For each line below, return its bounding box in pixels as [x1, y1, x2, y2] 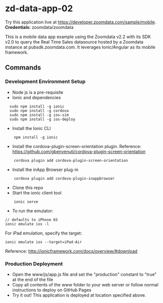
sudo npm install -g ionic [9, 104, 65, 109]
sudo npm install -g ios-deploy [9, 117, 76, 122]
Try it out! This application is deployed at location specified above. [12, 292, 146, 298]
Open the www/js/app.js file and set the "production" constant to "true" [12, 271, 157, 277]
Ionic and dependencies [12, 94, 61, 100]
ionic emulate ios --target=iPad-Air [5, 239, 82, 244]
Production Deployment [5, 260, 63, 267]
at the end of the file [12, 277, 53, 282]
